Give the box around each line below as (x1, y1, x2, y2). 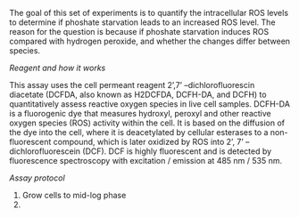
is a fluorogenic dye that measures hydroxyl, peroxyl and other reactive (9, 108, 271, 118)
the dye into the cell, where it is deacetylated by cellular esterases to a (9, 127, 269, 137)
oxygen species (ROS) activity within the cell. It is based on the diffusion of (9, 117, 286, 128)
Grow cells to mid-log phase (21, 190, 127, 200)
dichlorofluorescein (9, 146, 81, 157)
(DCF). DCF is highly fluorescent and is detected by (82, 146, 272, 157)
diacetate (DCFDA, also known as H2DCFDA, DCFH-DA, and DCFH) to (9, 89, 267, 100)
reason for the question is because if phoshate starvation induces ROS (9, 27, 270, 36)
